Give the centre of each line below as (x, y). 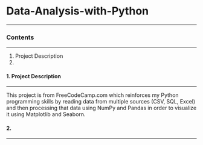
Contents (20, 37)
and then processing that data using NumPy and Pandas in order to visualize (101, 108)
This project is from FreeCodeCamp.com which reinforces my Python (93, 95)
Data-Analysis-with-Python (78, 11)
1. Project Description (34, 76)
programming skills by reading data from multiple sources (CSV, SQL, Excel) (101, 102)
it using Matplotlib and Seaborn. (46, 114)
